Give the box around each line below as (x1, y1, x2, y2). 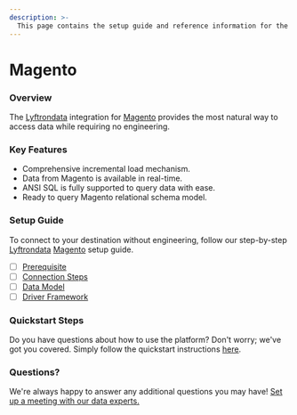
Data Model (21, 281, 65, 292)
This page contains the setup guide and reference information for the (17, 21, 289, 30)
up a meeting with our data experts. (9, 395, 140, 406)
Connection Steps (21, 271, 89, 281)
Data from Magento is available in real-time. (21, 173, 183, 183)
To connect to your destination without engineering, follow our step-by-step (9, 234, 287, 245)
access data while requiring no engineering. (9, 121, 171, 132)
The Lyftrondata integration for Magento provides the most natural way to (9, 111, 278, 122)
